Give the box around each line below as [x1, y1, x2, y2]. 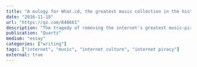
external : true [6, 52, 43, 58]
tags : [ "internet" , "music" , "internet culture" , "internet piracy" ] [6, 47, 180, 52]
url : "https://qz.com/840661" [6, 19, 80, 25]
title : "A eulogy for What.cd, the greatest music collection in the [6, 8, 180, 15]
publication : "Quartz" [6, 30, 62, 36]
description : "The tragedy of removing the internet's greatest [6, 24, 167, 31]
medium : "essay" [6, 36, 46, 41]
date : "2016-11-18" [6, 14, 54, 20]
